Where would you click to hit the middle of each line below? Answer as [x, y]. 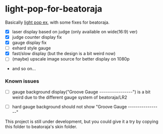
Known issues [22, 81]
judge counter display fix [37, 37]
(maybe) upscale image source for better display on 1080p [71, 59]
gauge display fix [29, 43]
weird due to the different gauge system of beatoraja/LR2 [70, 97]
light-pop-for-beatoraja [54, 9]
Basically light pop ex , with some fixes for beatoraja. [57, 22]
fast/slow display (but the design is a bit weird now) [64, 54]
